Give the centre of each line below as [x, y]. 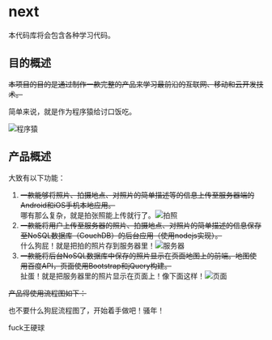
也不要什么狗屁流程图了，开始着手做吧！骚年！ [86, 310]
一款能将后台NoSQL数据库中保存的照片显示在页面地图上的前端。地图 [135, 255]
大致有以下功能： [37, 177]
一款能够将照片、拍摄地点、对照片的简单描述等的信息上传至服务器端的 [137, 195]
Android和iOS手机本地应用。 [68, 205]
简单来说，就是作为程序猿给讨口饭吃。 [72, 111]
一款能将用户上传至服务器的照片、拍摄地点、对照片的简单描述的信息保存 [140, 225]
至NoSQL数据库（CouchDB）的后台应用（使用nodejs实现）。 [121, 235]
